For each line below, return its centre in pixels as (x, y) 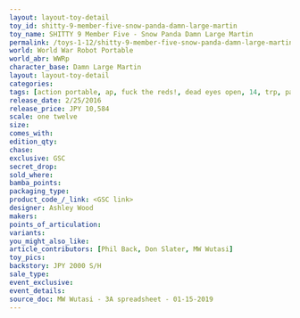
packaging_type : (39, 192)
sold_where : (31, 175)
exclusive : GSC (37, 158)
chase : (21, 150)
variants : (28, 232)
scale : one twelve (43, 117)
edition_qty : (33, 142)
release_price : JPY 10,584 (59, 109)
